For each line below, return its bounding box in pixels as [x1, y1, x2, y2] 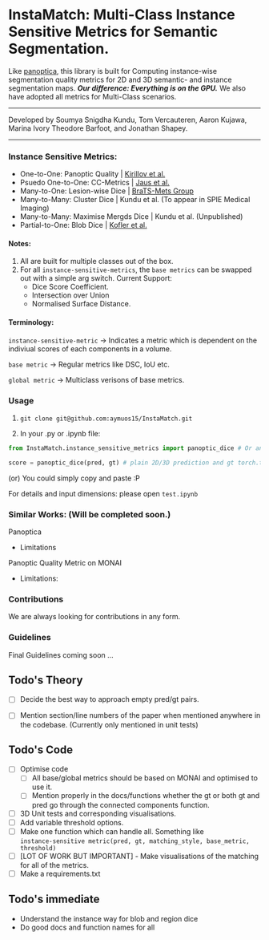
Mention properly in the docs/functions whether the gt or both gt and [31, 791, 260, 800]
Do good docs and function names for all [19, 922, 155, 932]
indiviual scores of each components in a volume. [8, 343, 172, 354]
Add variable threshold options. [19, 817, 124, 827]
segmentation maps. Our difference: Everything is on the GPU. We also [8, 83, 247, 93]
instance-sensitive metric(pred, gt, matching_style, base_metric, [19, 837, 250, 845]
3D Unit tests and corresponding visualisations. [19, 808, 176, 818]
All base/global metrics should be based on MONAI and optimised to [31, 773, 259, 783]
